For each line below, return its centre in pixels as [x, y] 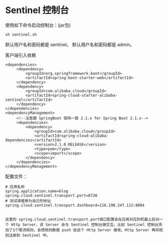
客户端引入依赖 [21, 55]
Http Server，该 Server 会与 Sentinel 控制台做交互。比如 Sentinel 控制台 [85, 224]
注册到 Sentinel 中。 [29, 235]
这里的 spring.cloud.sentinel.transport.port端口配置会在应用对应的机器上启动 [82, 219]
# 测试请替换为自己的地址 [28, 201]
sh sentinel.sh [21, 35]
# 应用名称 [15, 187]
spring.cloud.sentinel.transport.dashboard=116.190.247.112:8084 [75, 205]
